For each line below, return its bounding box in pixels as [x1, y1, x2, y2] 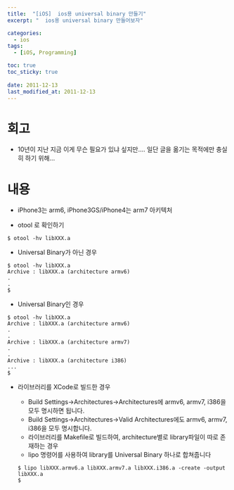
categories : [7, 30, 42, 37]
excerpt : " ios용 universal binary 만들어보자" [7, 17, 144, 24]
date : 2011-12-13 [7, 82, 58, 89]
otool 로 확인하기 [17, 221, 65, 230]
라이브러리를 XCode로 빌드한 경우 [17, 383, 111, 391]
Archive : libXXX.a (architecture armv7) [7, 339, 131, 346]
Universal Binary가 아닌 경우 [17, 248, 97, 257]
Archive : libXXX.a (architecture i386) [7, 357, 128, 365]
